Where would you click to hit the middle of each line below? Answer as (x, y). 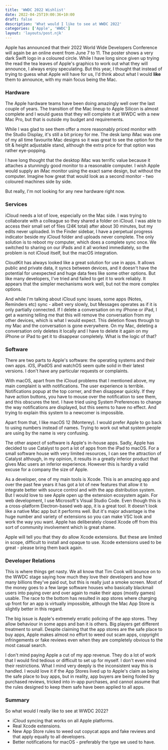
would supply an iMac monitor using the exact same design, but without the (83, 171)
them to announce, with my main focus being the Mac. (61, 79)
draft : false (19, 19)
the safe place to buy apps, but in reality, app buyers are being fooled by (80, 677)
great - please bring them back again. (44, 548)
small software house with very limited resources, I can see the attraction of (83, 453)
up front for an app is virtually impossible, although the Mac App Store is (80, 604)
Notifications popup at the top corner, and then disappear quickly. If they (80, 391)
